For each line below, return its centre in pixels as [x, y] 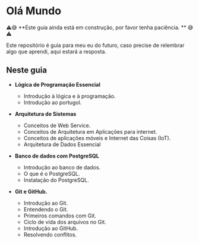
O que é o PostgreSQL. [52, 173]
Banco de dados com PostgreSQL [57, 156]
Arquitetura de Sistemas [45, 113]
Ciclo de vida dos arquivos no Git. [65, 222]
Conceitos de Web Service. [57, 125]
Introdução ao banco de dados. [62, 167]
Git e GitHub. [31, 191]
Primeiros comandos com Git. [60, 216]
